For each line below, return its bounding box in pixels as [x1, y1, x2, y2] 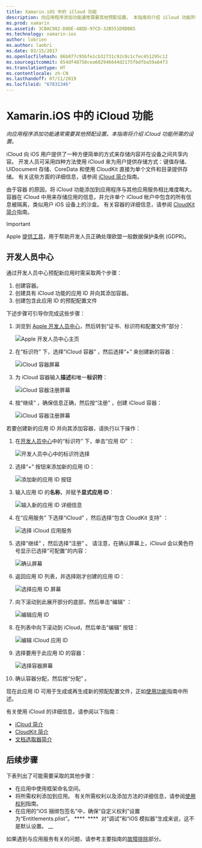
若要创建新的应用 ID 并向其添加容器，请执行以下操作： [6, 424, 141, 432]
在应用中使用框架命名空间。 [14, 785, 84, 792]
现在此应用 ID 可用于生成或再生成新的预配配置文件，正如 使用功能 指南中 [6, 688, 183, 695]
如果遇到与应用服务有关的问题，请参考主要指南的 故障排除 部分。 [6, 835, 164, 842]
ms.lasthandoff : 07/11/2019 [6, 76, 77, 82]
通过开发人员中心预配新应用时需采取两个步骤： [6, 269, 122, 276]
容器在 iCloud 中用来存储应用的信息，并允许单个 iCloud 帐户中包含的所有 [6, 193, 186, 200]
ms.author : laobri [6, 43, 52, 49]
